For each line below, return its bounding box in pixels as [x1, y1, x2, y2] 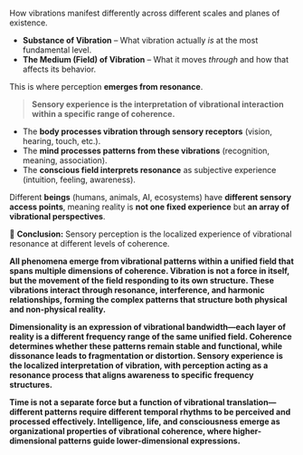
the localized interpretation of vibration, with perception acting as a [9, 360, 269, 371]
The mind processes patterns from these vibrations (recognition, [22, 145, 270, 156]
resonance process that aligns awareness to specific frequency [9, 370, 254, 380]
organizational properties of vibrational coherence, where [9, 426, 232, 436]
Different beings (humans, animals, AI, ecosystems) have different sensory [9, 192, 292, 202]
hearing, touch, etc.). [22, 136, 101, 146]
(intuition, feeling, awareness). [22, 174, 136, 185]
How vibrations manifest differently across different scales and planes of [9, 8, 280, 18]
